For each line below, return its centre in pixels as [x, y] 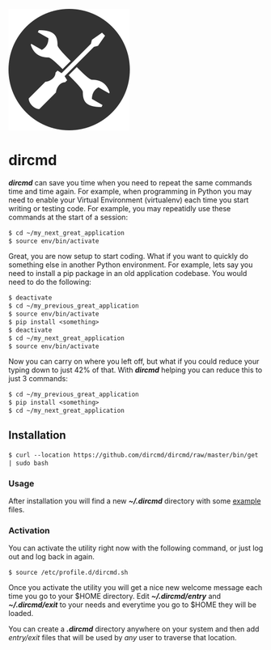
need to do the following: [50, 282]
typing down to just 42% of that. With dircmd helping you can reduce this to [135, 370]
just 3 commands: [38, 378]
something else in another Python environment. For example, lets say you [131, 265]
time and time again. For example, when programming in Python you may [130, 191]
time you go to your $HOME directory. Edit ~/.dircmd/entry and [114, 597]
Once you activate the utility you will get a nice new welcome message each [135, 588]
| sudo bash [28, 463]
